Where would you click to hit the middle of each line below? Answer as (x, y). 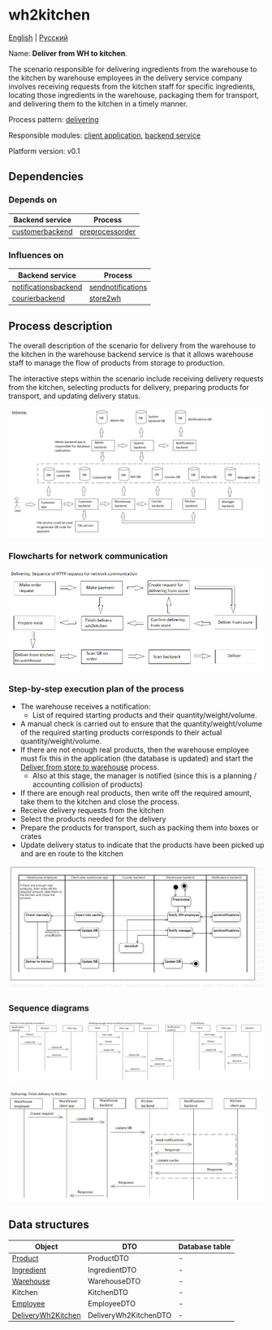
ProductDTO (109, 1258)
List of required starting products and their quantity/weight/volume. (145, 715)
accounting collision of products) (88, 784)
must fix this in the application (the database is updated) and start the (136, 758)
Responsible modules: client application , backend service (105, 135)
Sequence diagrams (49, 1007)
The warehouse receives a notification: (85, 707)
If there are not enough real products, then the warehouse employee (134, 750)
